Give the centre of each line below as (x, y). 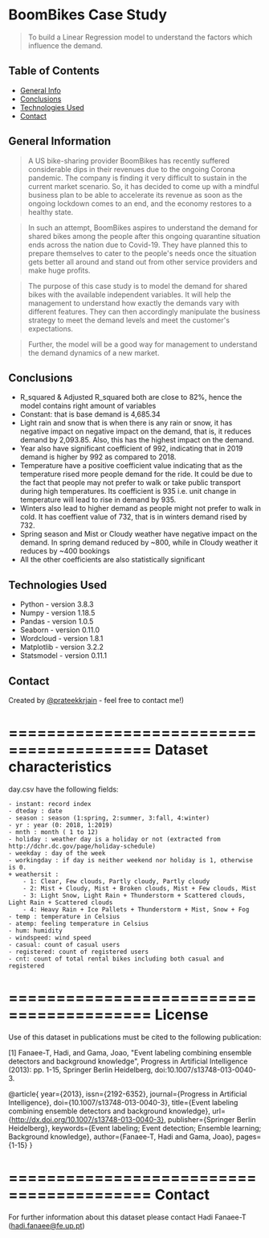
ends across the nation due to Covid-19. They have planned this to (138, 245)
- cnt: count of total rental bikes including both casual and (116, 959)
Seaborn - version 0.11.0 (60, 630)
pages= (249, 1137)
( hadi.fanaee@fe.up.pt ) (47, 1225)
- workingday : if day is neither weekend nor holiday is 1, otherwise (130, 860)
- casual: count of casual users (64, 944)
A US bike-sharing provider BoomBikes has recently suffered (129, 160)
